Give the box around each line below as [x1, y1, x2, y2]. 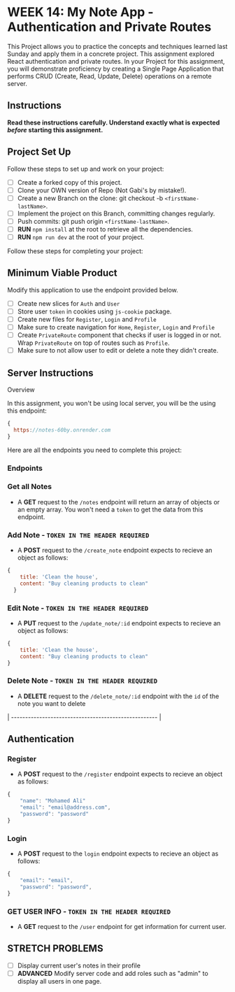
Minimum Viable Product [7, 267, 117, 279]
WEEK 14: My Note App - [7, 4, 154, 20]
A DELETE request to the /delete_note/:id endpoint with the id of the [17, 692, 220, 700]
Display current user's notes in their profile [17, 961, 141, 970]
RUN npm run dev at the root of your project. [17, 232, 145, 241]
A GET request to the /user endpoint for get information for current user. [17, 922, 227, 930]
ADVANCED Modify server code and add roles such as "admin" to [17, 969, 208, 977]
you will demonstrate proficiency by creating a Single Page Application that [7, 64, 224, 73]
